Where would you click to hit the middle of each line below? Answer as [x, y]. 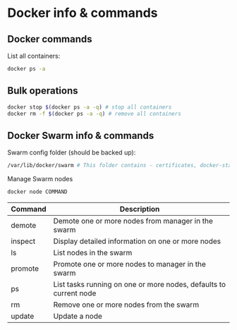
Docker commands [50, 39]
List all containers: [34, 56]
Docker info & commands [83, 13]
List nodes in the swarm [93, 253]
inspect [23, 241]
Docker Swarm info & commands [81, 135]
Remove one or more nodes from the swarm [126, 305]
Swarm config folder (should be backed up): [72, 152]
